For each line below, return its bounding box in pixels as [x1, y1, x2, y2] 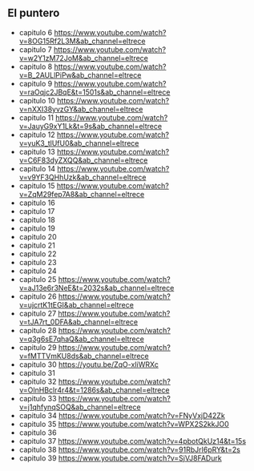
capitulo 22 [18, 248, 57, 259]
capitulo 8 [18, 62, 53, 71]
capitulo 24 [18, 266, 57, 276]
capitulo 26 [18, 292, 57, 301]
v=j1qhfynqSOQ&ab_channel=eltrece [18, 402, 141, 412]
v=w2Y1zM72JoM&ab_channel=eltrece [18, 53, 149, 62]
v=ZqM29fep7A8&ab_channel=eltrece [18, 189, 145, 199]
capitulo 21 [18, 240, 55, 250]
